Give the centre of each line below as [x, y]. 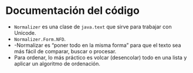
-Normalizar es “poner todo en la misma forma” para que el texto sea [97, 45]
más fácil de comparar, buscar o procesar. [65, 51]
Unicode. [25, 32]
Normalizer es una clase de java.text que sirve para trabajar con [93, 27]
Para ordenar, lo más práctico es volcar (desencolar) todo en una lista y [100, 57]
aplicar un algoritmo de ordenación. [57, 63]
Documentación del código [73, 11]
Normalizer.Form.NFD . [40, 39]
